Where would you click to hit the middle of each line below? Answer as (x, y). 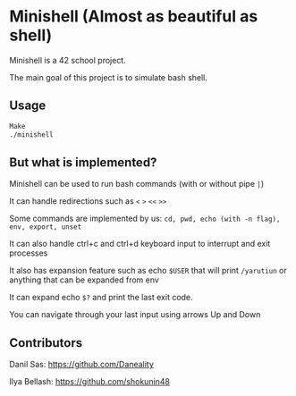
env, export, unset (46, 227)
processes (29, 253)
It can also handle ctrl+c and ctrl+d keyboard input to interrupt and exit (140, 244)
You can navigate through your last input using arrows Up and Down (135, 315)
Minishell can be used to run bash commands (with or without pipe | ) (137, 184)
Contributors (46, 343)
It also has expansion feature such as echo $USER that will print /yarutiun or (148, 271)
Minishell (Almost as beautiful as (134, 17)
